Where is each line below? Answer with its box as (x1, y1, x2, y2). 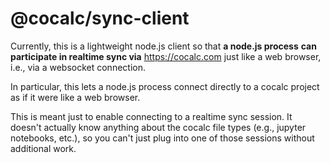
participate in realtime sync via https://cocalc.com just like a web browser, (10, 50, 322, 62)
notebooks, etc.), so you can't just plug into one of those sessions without (10, 132, 315, 144)
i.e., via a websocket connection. (10, 61, 146, 73)
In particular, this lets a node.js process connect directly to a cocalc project (10, 80, 320, 92)
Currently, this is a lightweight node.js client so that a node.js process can (10, 40, 317, 52)
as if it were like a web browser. (10, 91, 141, 103)
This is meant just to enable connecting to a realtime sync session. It (10, 110, 293, 122)
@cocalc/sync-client (10, 7, 190, 30)
